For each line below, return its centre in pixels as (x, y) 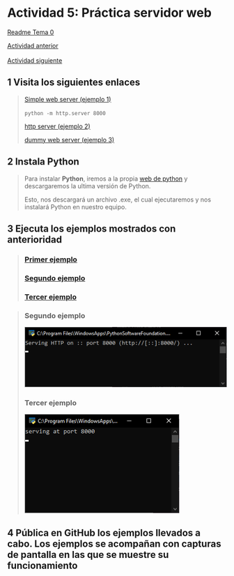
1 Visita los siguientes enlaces (74, 83)
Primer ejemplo (51, 259)
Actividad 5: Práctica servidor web (110, 13)
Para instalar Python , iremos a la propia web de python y (106, 179)
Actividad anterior (33, 45)
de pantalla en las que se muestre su (88, 555)
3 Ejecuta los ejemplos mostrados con (92, 228)
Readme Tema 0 (31, 32)
